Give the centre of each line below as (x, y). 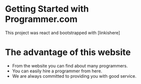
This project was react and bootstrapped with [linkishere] (63, 33)
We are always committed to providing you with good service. (74, 76)
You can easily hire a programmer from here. (57, 71)
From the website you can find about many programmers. (70, 66)
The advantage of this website (68, 52)
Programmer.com (41, 19)
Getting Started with (47, 9)
